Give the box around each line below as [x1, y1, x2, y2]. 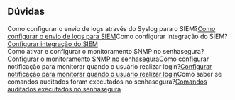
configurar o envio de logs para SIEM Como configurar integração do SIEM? [7, 32, 229, 40]
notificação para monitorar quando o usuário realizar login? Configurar [7, 62, 212, 70]
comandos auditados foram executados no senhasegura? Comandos [7, 77, 207, 86]
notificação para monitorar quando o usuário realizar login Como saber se [7, 70, 222, 78]
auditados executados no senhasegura [7, 84, 121, 93]
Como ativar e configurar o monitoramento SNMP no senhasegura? [7, 47, 204, 55]
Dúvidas [7, 6, 45, 18]
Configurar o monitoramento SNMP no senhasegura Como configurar [7, 55, 209, 63]
